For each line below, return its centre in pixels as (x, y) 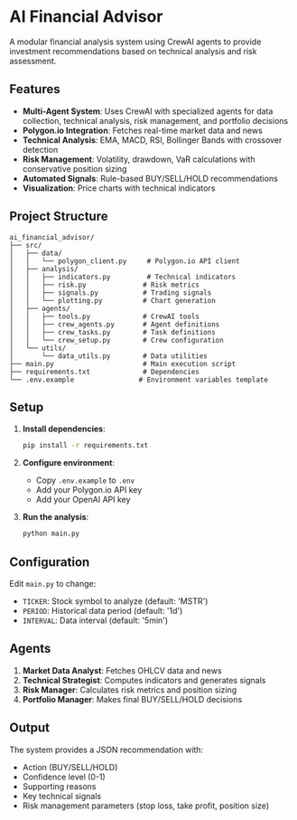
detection (40, 149)
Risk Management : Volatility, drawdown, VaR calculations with (139, 159)
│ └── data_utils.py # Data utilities (108, 356)
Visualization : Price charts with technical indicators (119, 188)
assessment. (33, 61)
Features (35, 89)
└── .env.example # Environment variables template (139, 380)
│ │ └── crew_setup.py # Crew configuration (116, 340)
